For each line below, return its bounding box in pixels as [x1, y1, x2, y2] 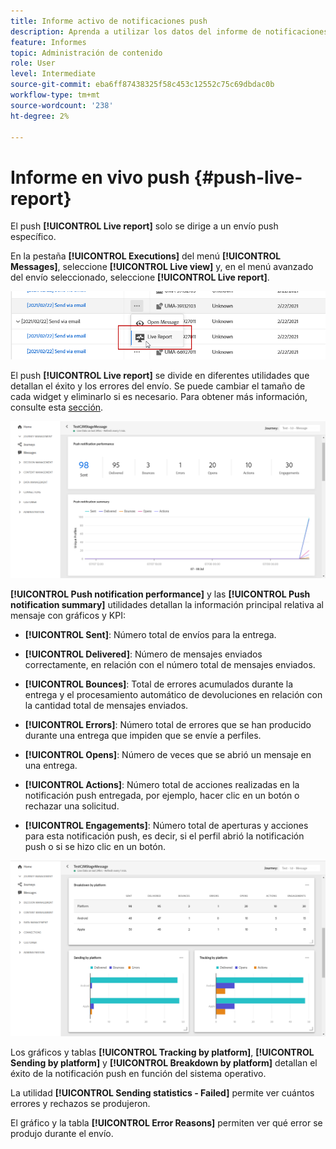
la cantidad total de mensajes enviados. [24, 699, 189, 711]
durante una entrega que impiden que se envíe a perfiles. [24, 729, 262, 741]
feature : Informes [10, 37, 87, 47]
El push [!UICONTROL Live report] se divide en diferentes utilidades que [10, 370, 310, 382]
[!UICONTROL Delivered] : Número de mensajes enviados [24, 648, 263, 660]
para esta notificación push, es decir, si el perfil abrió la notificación [24, 830, 305, 842]
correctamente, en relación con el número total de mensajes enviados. [24, 658, 316, 670]
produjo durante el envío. [10, 1127, 114, 1139]
